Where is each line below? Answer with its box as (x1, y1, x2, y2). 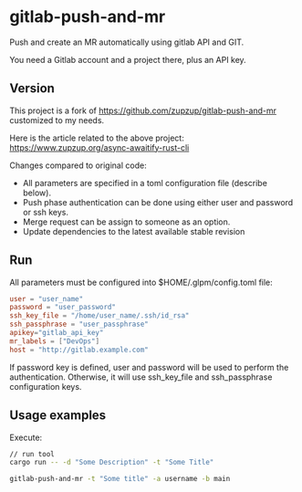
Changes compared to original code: (9, 160, 148, 171)
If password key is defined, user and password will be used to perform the (9, 361, 289, 372)
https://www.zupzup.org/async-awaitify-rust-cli (9, 141, 190, 152)
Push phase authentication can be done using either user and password (22, 196, 294, 207)
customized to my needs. (9, 114, 105, 125)
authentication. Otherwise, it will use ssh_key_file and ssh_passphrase (9, 372, 273, 382)
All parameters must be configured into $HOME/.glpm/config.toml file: (9, 277, 274, 288)
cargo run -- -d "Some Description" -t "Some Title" (9, 458, 214, 467)
